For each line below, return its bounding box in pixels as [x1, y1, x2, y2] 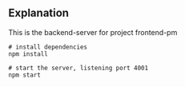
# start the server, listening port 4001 [8, 64, 149, 72]
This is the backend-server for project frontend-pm [8, 27, 178, 37]
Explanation [8, 6, 70, 20]
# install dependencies [8, 43, 88, 51]
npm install [8, 49, 48, 58]
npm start [8, 71, 42, 79]
